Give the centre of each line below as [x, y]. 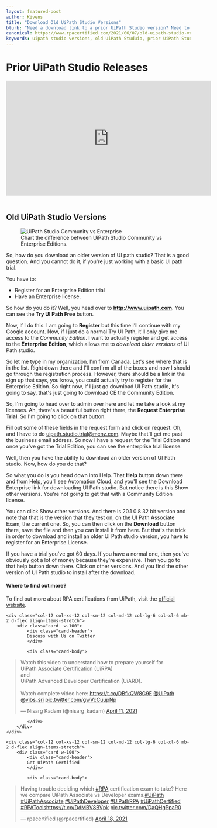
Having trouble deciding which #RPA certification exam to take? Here [104, 789]
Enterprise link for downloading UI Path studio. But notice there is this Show [97, 487]
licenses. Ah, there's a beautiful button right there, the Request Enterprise [96, 410]
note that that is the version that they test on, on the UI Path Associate [90, 517]
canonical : [19, 33]
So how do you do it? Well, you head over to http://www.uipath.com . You [95, 308]
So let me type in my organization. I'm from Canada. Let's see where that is [97, 361]
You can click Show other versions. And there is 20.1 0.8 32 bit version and [96, 511]
